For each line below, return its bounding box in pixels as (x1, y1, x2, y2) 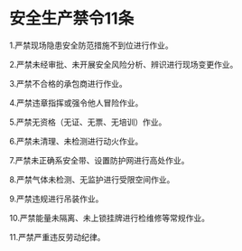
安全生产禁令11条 (9, 8, 135, 29)
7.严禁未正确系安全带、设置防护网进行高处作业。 (9, 154, 190, 165)
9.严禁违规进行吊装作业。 (9, 193, 104, 204)
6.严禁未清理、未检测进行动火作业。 (9, 135, 144, 146)
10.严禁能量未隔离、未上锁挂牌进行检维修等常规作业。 (9, 212, 210, 223)
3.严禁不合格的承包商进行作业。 (9, 78, 128, 88)
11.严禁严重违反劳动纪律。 (9, 231, 106, 242)
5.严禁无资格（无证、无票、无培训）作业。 (9, 116, 167, 127)
